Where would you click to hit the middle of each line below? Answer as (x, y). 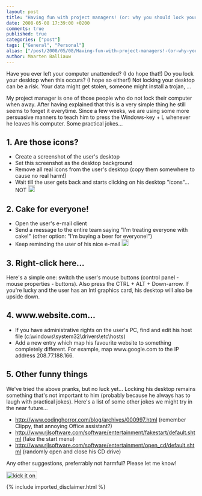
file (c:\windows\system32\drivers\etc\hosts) (70, 336)
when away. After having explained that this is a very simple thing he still (96, 104)
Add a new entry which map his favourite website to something (93, 342)
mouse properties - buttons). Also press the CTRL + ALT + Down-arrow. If (98, 284)
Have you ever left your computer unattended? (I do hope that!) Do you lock (100, 73)
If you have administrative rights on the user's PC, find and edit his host (103, 330)
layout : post (23, 12)
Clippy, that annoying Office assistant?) (63, 426)
